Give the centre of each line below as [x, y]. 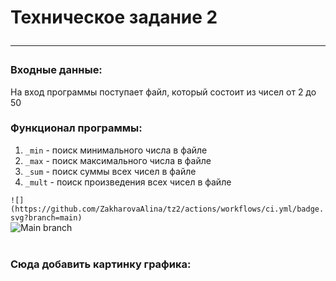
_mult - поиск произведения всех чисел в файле [128, 182]
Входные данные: [56, 70]
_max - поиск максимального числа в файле [118, 160]
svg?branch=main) [46, 217]
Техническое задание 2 [114, 17]
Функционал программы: [76, 128]
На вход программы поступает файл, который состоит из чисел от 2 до [163, 92]
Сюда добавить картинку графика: [101, 264]
